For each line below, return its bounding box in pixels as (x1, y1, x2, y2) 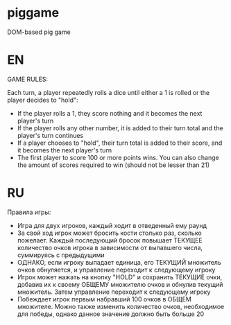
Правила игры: (7, 208, 51, 216)
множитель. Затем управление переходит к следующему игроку (17, 288, 211, 296)
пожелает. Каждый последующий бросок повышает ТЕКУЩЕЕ (17, 236, 203, 244)
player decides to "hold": (7, 96, 78, 104)
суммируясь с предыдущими (17, 251, 105, 259)
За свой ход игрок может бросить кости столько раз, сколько (17, 229, 203, 237)
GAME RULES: (7, 75, 49, 83)
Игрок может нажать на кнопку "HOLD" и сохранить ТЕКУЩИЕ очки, (17, 272, 223, 281)
